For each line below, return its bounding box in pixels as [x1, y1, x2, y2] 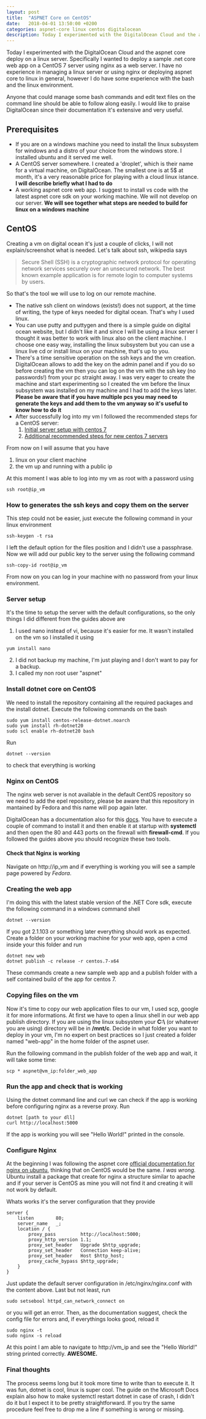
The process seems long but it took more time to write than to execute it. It [6, 1379, 195, 1386]
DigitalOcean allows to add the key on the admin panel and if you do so [15, 360, 195, 368]
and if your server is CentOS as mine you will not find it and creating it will [6, 1179, 193, 1187]
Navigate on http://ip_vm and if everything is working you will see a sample [6, 863, 196, 870]
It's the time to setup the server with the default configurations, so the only [6, 609, 196, 616]
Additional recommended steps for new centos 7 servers [24, 432, 169, 439]
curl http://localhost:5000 [6, 1120, 78, 1126]
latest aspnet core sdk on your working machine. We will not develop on [15, 192, 197, 200]
